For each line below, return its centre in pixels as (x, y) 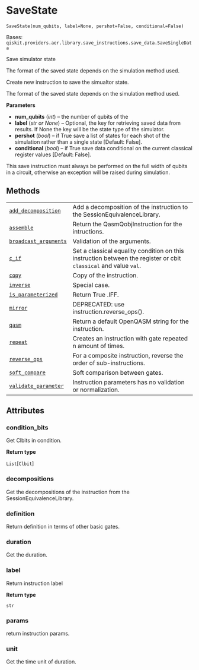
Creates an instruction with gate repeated (130, 338)
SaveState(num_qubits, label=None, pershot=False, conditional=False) (95, 26)
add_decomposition (35, 211)
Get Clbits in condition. (34, 441)
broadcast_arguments (38, 241)
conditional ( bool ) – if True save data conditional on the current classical (103, 148)
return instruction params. (38, 633)
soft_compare (28, 372)
